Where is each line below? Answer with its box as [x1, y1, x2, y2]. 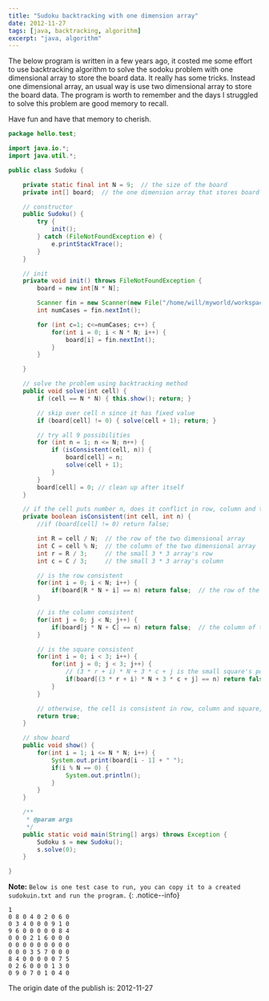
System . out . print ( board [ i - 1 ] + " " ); [50, 756, 184, 764]
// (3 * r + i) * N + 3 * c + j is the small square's [65, 668, 252, 676]
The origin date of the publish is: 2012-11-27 [8, 983, 154, 993]
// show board [22, 734, 70, 743]
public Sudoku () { [22, 210, 84, 218]
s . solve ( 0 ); [37, 845, 78, 853]
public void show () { [22, 742, 94, 750]
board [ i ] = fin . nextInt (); [65, 336, 156, 344]
